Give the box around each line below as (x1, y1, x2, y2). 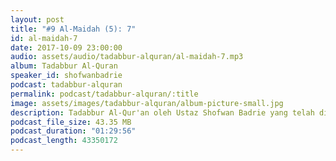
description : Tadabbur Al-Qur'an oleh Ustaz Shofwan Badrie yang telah (10, 107, 315, 118)
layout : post (10, 14, 65, 25)
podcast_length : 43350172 (10, 136, 118, 146)
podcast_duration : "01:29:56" (10, 126, 137, 136)
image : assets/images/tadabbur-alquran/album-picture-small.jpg (10, 98, 284, 108)
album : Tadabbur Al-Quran (10, 61, 118, 71)
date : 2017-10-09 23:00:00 (10, 42, 123, 53)
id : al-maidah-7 (10, 33, 78, 43)
